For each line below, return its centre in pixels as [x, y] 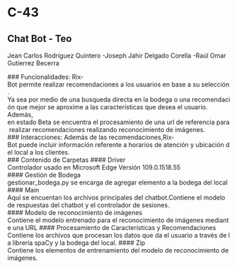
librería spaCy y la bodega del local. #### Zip [79, 243]
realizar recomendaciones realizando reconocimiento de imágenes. [107, 130]
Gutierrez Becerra [34, 63]
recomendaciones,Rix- [141, 137]
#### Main [23, 190]
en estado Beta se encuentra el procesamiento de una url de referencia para [118, 122]
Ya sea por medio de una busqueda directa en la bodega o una [99, 99]
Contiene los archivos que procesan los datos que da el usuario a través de [117, 235]
